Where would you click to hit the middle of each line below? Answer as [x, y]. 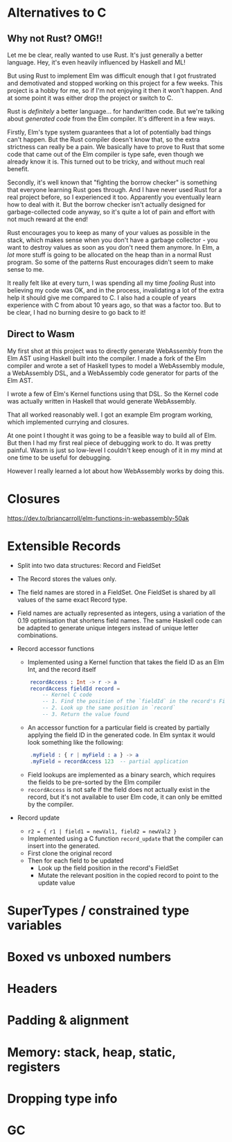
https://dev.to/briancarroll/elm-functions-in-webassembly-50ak [98, 518]
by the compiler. [51, 804]
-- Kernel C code [67, 695]
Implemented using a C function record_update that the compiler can [125, 838]
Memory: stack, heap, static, [91, 1052]
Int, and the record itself [62, 669]
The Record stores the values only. [67, 579]
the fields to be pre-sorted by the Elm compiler [94, 782]
